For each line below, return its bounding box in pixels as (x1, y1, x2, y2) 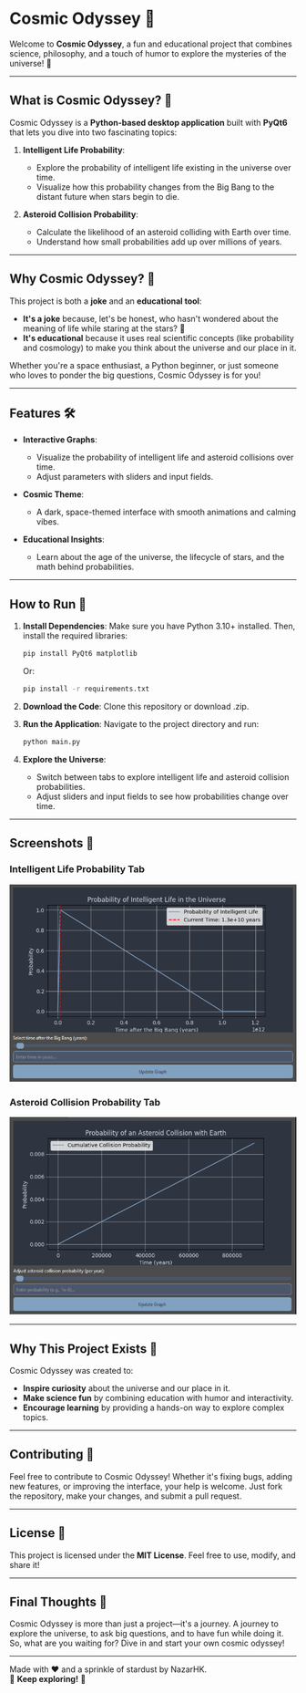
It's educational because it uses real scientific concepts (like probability (22, 332, 294, 343)
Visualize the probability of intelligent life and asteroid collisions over (36, 452, 294, 463)
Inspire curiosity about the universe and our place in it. (22, 1382, 230, 1394)
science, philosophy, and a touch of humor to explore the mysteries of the (9, 47, 287, 58)
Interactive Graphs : (22, 434, 97, 445)
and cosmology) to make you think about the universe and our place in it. (22, 342, 297, 353)
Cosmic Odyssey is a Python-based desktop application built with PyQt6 (9, 117, 289, 128)
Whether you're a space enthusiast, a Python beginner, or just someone (9, 359, 280, 370)
